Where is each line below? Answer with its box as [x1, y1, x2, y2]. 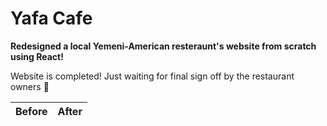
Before [15, 104, 48, 118]
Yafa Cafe [10, 7, 93, 30]
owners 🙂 [10, 80, 50, 92]
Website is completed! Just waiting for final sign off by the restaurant [10, 70, 295, 82]
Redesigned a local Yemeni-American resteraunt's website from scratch [10, 40, 317, 52]
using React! [10, 50, 64, 62]
